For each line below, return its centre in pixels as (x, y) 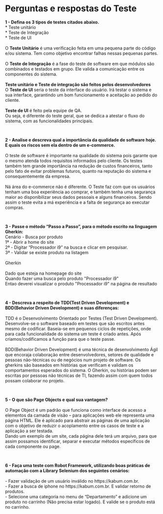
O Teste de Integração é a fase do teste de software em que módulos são (80, 64)
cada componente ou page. (33, 446)
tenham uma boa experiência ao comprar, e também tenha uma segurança (80, 192)
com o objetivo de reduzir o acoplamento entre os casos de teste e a (74, 425)
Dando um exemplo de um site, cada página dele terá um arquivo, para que (81, 436)
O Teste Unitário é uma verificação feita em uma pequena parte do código (80, 48)
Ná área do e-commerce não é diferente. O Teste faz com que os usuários (80, 187)
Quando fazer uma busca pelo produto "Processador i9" (62, 278)
